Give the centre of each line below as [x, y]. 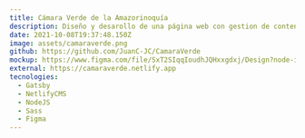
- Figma [32, 119]
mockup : [24, 60]
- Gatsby [34, 85]
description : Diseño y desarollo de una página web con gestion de [140, 26]
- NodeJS [34, 102]
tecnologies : [34, 77]
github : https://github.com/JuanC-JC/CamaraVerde [105, 52]
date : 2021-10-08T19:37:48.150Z [70, 34]
